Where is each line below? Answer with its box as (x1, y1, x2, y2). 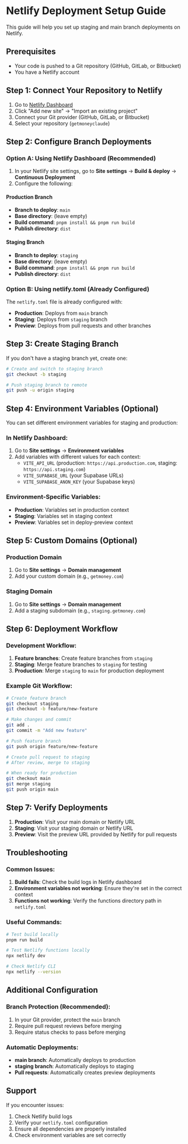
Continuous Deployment (14, 174, 76, 181)
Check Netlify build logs (14, 1112, 73, 1120)
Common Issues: (6, 866, 55, 874)
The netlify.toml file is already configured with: (6, 298, 123, 305)
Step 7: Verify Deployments (6, 803, 108, 813)
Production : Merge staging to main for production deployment (14, 667, 165, 675)
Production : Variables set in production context (14, 506, 130, 513)
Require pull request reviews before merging (14, 1022, 122, 1029)
